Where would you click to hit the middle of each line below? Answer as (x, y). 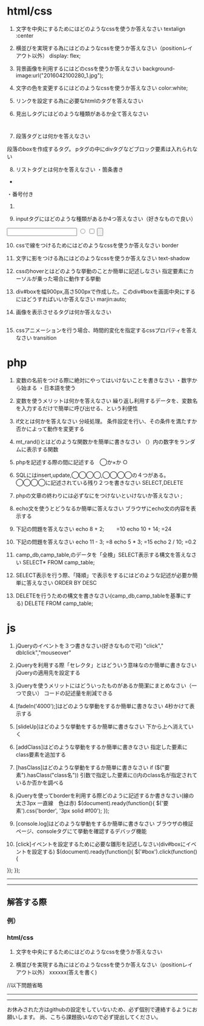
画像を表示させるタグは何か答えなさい (63, 312)
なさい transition (36, 338)
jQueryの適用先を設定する (48, 673)
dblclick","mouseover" (43, 653)
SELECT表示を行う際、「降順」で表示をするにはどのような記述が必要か (104, 575)
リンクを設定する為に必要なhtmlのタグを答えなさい (80, 101)
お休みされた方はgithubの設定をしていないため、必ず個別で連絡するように (100, 1009)
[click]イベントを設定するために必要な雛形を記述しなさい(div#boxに (101, 844)
